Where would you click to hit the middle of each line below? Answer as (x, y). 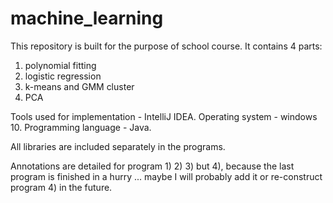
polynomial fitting (60, 65)
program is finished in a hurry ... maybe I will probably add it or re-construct (166, 176)
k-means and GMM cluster (79, 86)
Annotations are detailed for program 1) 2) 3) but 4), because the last (152, 166)
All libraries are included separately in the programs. (118, 146)
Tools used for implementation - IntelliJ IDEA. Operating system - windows (164, 116)
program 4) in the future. (61, 187)
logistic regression (63, 76)
